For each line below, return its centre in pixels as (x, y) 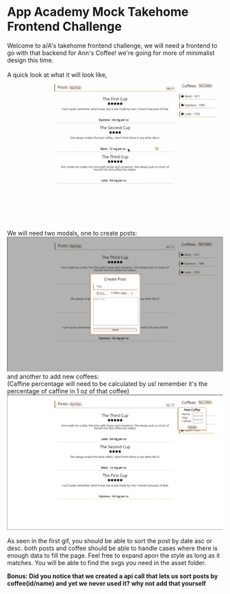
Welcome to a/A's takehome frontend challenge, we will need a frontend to (112, 45)
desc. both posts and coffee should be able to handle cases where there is (112, 548)
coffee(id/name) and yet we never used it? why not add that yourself (107, 584)
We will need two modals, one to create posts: (72, 233)
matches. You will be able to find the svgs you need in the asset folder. (107, 563)
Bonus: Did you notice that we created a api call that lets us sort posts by (113, 576)
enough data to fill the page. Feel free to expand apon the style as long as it (114, 556)
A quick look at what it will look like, (57, 75)
